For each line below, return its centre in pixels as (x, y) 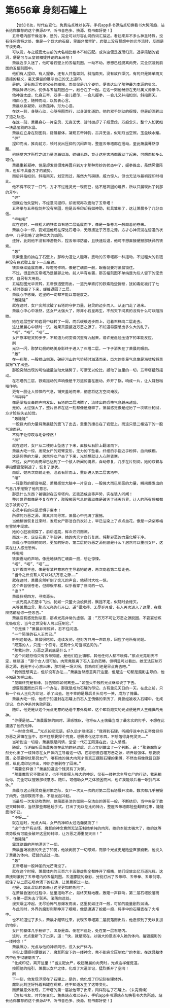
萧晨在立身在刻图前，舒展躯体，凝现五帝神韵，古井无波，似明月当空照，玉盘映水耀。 (88, 133)
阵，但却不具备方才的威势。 (30, 170)
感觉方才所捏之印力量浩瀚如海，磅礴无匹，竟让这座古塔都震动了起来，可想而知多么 (90, 154)
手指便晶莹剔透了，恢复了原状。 (34, 467)
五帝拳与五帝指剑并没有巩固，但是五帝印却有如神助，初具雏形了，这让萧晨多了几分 (86, 208)
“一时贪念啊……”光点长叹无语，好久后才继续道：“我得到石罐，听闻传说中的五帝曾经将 (88, 731)
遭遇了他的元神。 (21, 726)
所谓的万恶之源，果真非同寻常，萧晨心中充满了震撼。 (59, 515)
